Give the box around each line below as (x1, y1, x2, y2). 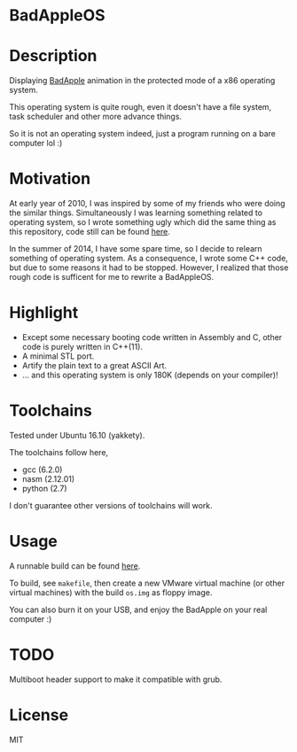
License (9, 705, 69, 725)
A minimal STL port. (21, 351, 95, 361)
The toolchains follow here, (9, 446, 109, 457)
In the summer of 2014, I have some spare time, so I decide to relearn (9, 244, 263, 254)
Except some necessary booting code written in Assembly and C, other (21, 332, 283, 342)
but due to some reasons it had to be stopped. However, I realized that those (9, 262, 289, 273)
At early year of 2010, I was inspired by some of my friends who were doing (9, 198, 285, 209)
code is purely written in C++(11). (21, 342, 144, 352)
